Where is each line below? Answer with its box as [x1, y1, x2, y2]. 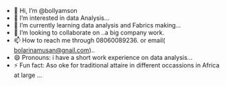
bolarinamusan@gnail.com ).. [13, 46, 95, 54]
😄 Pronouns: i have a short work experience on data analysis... [13, 54, 193, 61]
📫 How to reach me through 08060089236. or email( [13, 36, 166, 44]
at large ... [13, 71, 43, 79]
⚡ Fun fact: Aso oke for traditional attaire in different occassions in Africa [13, 61, 220, 69]
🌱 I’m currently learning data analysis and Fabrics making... [13, 21, 181, 29]
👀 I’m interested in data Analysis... [13, 14, 110, 22]
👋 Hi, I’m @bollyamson [13, 7, 78, 14]
